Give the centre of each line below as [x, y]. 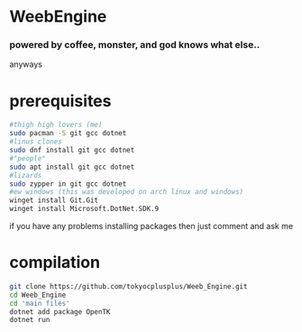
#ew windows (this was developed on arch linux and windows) [127, 192]
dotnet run [30, 320]
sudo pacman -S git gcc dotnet [68, 134]
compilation [55, 263]
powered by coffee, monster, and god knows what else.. [135, 45]
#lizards [26, 175]
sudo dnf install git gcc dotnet [72, 151]
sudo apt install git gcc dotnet [72, 167]
